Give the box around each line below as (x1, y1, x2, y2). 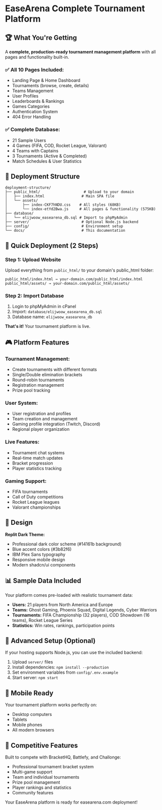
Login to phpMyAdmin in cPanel (12, 303, 77, 309)
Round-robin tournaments (12, 377, 64, 383)
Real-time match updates (12, 455, 63, 461)
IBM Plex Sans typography (12, 551, 66, 557)
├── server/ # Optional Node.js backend (5, 220, 139, 224)
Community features (12, 790, 54, 796)
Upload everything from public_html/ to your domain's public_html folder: (5, 268, 154, 273)
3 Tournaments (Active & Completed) (12, 153, 87, 159)
